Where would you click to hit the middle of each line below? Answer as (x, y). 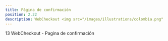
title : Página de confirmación (38, 10)
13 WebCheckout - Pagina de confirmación (50, 33)
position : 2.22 (21, 14)
